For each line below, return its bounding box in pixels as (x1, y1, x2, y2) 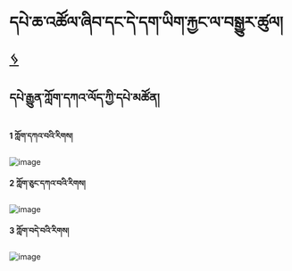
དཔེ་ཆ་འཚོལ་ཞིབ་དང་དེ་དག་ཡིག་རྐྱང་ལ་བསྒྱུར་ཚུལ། (9, 12, 284, 33)
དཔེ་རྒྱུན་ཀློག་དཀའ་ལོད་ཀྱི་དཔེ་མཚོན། (9, 90, 161, 105)
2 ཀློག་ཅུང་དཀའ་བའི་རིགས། (9, 178, 87, 188)
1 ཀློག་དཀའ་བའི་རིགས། (9, 130, 73, 141)
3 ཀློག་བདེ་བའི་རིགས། (9, 226, 70, 235)
